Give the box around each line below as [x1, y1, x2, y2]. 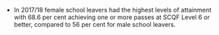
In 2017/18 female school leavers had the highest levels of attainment [13, 6, 212, 14]
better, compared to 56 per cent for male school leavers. [13, 21, 176, 28]
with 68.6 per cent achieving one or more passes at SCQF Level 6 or [13, 13, 210, 21]
